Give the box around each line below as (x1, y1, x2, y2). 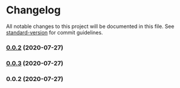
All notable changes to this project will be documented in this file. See (6, 23, 175, 30)
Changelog (6, 3, 61, 17)
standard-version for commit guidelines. (6, 29, 103, 36)
